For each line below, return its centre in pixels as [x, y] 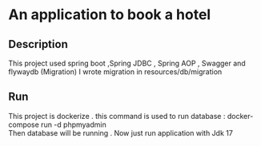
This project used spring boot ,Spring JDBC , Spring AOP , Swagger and [127, 63]
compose [24, 124]
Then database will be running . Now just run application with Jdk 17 [121, 132]
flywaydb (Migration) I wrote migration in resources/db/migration [115, 72]
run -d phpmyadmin [74, 124]
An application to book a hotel [110, 15]
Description [38, 44]
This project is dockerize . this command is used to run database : [117, 116]
